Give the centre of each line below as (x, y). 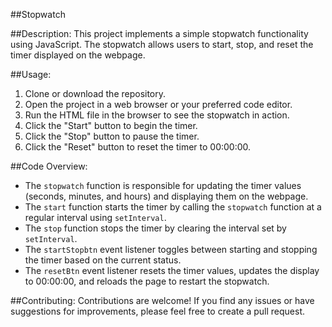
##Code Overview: (49, 166)
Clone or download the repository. (95, 93)
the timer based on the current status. (103, 260)
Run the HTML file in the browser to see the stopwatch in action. (157, 115)
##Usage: (31, 74)
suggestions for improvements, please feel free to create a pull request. (157, 311)
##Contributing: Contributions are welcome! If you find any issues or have (162, 300)
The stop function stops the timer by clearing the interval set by (155, 228)
